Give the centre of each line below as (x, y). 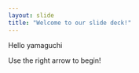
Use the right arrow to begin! (55, 60)
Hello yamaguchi (35, 45)
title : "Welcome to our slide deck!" (70, 23)
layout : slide (31, 15)
